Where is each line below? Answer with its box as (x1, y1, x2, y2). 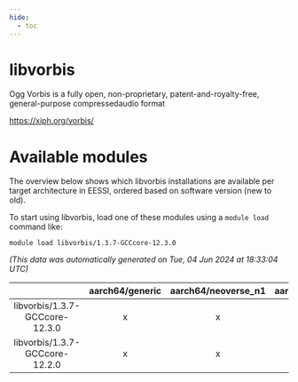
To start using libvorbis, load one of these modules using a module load (9, 212, 269, 223)
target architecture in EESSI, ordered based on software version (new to (9, 186, 272, 196)
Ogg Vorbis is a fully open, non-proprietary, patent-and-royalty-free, (9, 89, 260, 99)
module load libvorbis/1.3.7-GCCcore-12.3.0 (9, 239, 176, 248)
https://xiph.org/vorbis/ (9, 115, 95, 126)
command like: (9, 221, 63, 232)
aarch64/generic (88, 285, 162, 298)
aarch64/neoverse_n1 (169, 285, 266, 298)
